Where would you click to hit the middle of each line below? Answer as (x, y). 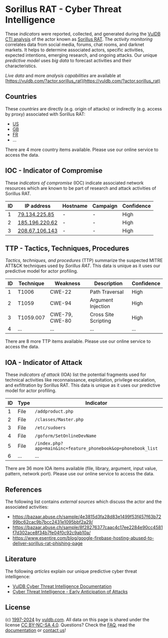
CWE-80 (60, 321)
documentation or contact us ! (36, 630)
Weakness (67, 284)
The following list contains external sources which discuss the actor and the (83, 501)
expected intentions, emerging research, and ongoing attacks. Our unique (81, 55)
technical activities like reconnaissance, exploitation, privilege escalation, (80, 380)
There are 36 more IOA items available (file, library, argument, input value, (81, 468)
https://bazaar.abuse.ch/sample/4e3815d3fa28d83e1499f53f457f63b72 (87, 517)
